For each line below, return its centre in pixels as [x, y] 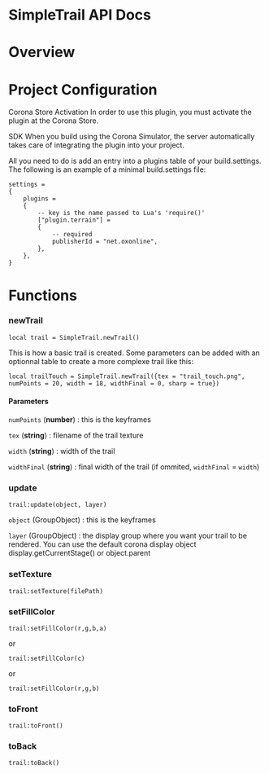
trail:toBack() [34, 763]
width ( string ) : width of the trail [62, 451]
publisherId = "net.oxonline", [105, 242]
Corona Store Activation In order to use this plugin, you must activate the [130, 112]
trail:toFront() [36, 726]
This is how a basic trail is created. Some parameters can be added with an [134, 353]
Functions [43, 295]
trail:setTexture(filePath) [56, 591]
